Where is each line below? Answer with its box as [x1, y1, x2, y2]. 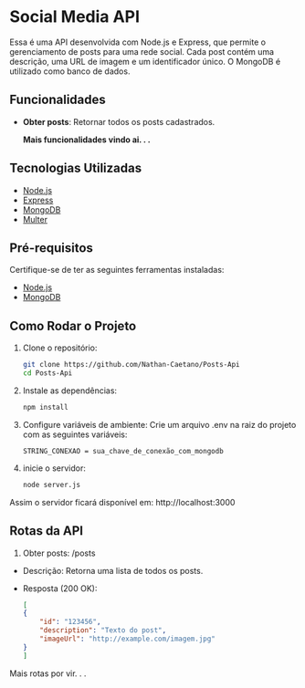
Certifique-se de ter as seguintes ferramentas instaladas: [9, 265, 225, 276]
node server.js [22, 480, 81, 489]
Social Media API [9, 6, 140, 27]
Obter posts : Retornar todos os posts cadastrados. [22, 116, 216, 127]
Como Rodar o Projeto [9, 318, 137, 334]
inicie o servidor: [22, 463, 87, 474]
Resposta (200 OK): [22, 582, 98, 594]
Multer [22, 214, 48, 224]
